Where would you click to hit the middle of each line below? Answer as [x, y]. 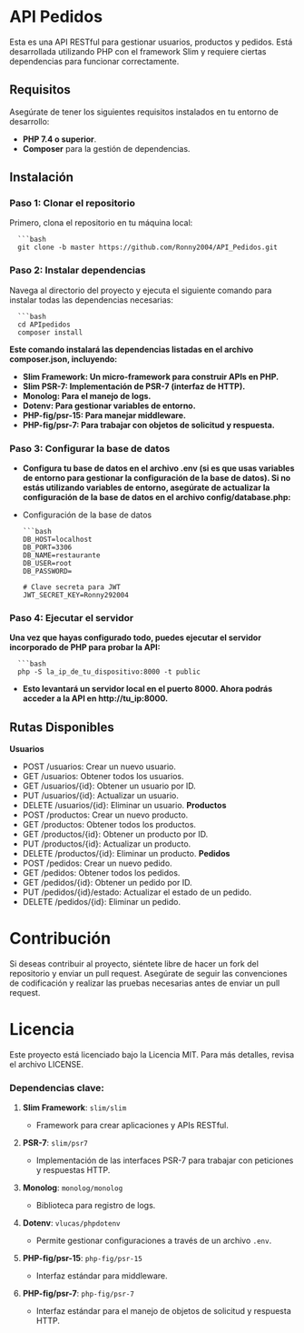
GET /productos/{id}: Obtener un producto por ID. [115, 835]
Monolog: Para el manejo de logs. [87, 396]
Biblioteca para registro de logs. [96, 1206]
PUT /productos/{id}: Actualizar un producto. [107, 844]
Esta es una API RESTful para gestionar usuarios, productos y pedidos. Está [151, 42]
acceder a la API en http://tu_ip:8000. [95, 698]
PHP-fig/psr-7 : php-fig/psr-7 [78, 1294]
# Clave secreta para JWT [71, 587]
